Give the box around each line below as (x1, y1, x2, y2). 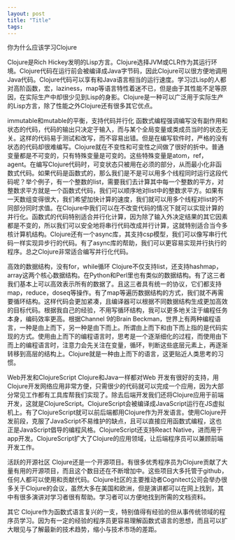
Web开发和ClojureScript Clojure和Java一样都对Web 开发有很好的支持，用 (7, 373, 219, 381)
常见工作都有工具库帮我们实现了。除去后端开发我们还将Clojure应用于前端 (13, 391, 224, 399)
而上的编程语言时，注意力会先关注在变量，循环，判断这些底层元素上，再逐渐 (7, 341, 228, 349)
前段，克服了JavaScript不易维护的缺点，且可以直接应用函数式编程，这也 (13, 417, 222, 425)
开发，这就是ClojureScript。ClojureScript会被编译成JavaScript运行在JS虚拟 (7, 400, 225, 408)
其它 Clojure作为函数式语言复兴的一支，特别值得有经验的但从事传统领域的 (7, 508, 220, 516)
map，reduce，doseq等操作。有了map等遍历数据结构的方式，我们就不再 (7, 289, 218, 297)
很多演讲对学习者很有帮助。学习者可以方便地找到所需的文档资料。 (19, 493, 210, 502)
